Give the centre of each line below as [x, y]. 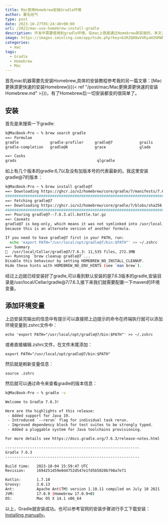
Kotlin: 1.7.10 [28, 480]
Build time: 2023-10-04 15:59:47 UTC [47, 466]
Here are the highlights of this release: [50, 411]
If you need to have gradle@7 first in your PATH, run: [64, 238]
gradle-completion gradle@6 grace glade [78, 147]
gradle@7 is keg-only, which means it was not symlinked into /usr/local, [85, 224]
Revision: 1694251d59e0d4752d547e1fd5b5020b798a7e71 [66, 471]
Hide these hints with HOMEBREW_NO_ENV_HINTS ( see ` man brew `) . [73, 266]
